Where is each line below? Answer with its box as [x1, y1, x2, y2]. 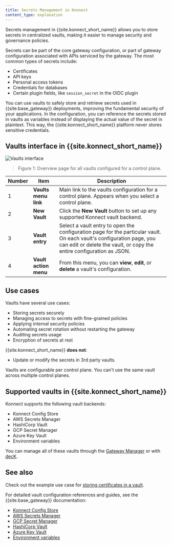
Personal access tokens [12, 79, 63, 85]
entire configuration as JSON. [59, 248, 131, 255]
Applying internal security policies [12, 321, 85, 327]
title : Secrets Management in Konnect [5, 7, 88, 13]
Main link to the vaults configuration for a [59, 186, 158, 193]
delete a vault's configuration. [59, 266, 132, 273]
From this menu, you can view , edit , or [59, 259, 152, 267]
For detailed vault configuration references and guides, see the [5, 492, 138, 498]
